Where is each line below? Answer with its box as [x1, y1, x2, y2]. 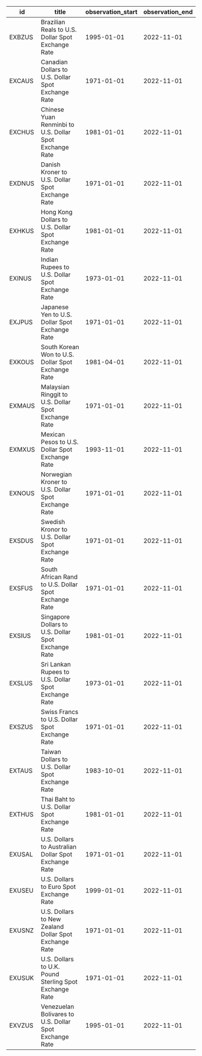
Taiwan [41, 748, 61, 756]
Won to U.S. [41, 350, 75, 358]
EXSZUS [9, 723, 33, 731]
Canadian [41, 58, 68, 66]
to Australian [41, 843, 77, 851]
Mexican [41, 431, 65, 438]
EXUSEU [9, 887, 34, 894]
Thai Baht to [41, 795, 75, 803]
